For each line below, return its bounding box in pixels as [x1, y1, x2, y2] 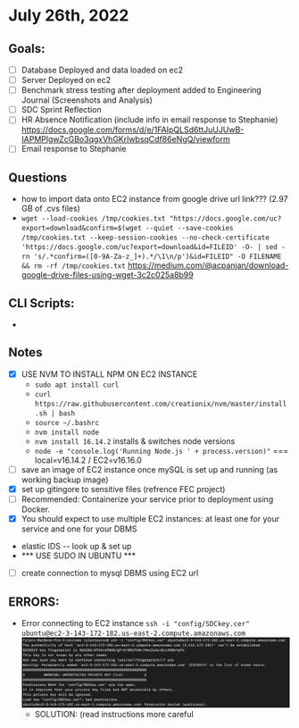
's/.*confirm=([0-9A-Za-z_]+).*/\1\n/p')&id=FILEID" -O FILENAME [33, 252, 282, 262]
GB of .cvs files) [21, 203, 81, 214]
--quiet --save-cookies [145, 224, 234, 233]
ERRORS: [8, 594, 60, 609]
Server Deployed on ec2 [21, 75, 112, 86]
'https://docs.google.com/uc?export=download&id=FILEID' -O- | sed [21, 243, 278, 252]
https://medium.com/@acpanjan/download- [127, 260, 289, 271]
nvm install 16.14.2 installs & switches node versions [34, 435, 236, 447]
